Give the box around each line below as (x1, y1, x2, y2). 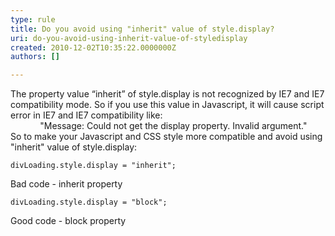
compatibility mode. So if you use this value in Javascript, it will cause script (10, 99, 325, 111)
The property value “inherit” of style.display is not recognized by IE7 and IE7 (10, 88, 325, 100)
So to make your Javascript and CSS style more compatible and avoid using (10, 131, 323, 143)
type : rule (10, 14, 56, 25)
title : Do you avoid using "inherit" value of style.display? (10, 24, 275, 34)
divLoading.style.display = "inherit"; (10, 161, 177, 171)
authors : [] (10, 52, 60, 62)
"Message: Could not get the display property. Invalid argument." (39, 120, 308, 132)
